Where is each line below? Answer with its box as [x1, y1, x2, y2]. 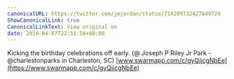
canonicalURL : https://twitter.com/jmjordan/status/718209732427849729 [7, 10, 221, 17]
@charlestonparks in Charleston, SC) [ [7, 57, 119, 65]
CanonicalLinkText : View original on [7, 23, 118, 30]
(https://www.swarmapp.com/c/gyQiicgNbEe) [7, 64, 140, 72]
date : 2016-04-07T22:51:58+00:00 [7, 29, 105, 37]
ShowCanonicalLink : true [7, 17, 80, 24]
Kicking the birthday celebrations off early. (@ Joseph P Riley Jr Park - [7, 49, 212, 57]
